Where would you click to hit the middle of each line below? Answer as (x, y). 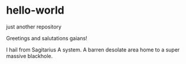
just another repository (34, 27)
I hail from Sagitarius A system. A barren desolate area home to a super (93, 49)
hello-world (35, 10)
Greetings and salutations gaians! (47, 38)
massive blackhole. (30, 56)
